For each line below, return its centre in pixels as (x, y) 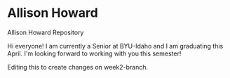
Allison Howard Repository (46, 32)
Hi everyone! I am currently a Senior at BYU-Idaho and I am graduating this (115, 46)
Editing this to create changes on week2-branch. (78, 67)
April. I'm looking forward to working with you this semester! (94, 53)
